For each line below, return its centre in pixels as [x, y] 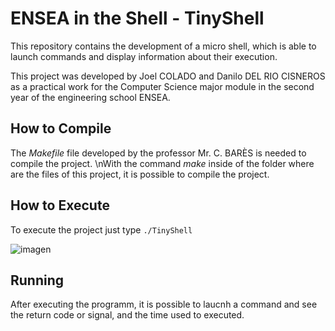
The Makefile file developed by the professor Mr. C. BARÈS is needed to [158, 153]
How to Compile [61, 128]
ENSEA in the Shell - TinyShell [137, 18]
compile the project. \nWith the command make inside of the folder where [162, 163]
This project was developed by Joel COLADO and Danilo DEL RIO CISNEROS [168, 76]
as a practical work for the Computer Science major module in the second [162, 86]
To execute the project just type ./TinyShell [101, 229]
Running [37, 280]
